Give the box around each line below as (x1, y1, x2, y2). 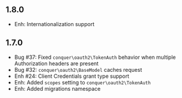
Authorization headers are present (14, 59, 99, 67)
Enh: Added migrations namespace (14, 85, 101, 92)
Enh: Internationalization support (14, 20, 95, 27)
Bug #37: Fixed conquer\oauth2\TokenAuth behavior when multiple (14, 53, 176, 61)
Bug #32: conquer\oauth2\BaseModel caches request (14, 66, 143, 73)
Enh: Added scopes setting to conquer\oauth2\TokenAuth (14, 78, 151, 86)
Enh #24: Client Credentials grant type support (14, 72, 129, 80)
